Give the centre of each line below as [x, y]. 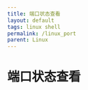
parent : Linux [28, 40]
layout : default [31, 20]
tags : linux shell [34, 27]
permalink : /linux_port [42, 33]
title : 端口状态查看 [34, 14]
